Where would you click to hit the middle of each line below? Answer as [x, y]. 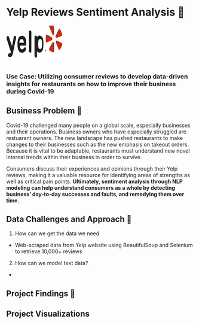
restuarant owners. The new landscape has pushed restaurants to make [95, 138]
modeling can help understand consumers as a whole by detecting [91, 187]
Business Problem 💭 [44, 111]
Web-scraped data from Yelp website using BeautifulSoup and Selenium [104, 245]
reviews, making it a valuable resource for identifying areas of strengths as [98, 175]
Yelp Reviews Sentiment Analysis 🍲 [96, 12]
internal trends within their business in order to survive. [74, 157]
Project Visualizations [48, 314]
